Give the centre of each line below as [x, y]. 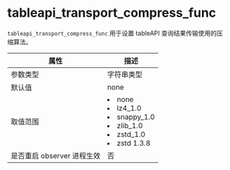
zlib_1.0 [130, 125]
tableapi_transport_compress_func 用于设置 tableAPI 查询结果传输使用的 [112, 33]
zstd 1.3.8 [134, 143]
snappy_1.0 [136, 117]
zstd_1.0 [131, 134]
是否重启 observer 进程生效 [56, 155]
